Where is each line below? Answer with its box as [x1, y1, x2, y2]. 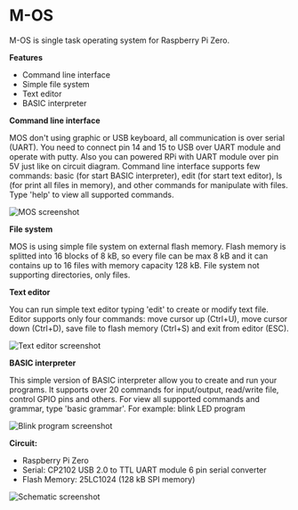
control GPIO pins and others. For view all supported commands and [9, 393, 260, 404]
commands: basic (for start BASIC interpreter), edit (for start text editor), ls [9, 170, 283, 181]
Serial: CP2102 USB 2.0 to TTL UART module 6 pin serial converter [21, 465, 267, 475]
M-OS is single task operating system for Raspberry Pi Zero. [9, 35, 230, 45]
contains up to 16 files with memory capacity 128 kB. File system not [9, 259, 260, 270]
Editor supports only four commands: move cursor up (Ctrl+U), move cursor [9, 313, 288, 324]
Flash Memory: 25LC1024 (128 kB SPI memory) [21, 473, 196, 484]
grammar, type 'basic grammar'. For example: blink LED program [9, 403, 246, 414]
